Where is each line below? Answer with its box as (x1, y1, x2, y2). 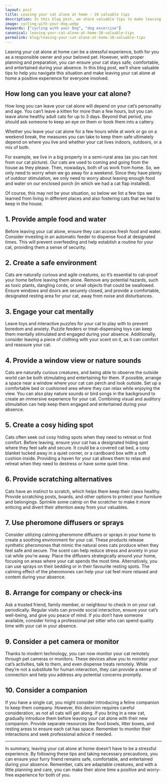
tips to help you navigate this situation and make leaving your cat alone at (5, 70, 156, 76)
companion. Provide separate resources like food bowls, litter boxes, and (5, 720, 155, 726)
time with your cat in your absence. (5, 623, 78, 629)
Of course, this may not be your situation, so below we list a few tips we (5, 190, 153, 196)
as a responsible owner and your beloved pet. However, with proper (5, 54, 144, 60)
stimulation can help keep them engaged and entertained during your (5, 401, 147, 407)
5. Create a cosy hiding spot (5, 421, 93, 429)
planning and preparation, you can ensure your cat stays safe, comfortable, (5, 59, 160, 65)
